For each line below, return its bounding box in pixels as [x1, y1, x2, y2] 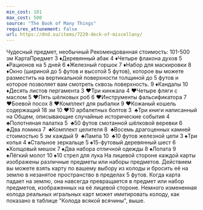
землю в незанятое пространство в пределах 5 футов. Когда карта [6, 171, 181, 178]
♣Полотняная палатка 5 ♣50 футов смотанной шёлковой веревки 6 [6, 119, 183, 127]
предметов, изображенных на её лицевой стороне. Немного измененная [6, 184, 198, 192]
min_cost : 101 [6, 9, 43, 15]
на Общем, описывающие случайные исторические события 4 [6, 113, 170, 121]
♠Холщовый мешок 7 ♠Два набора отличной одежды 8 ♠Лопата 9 [6, 145, 176, 153]
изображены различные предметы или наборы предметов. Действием [6, 158, 192, 166]
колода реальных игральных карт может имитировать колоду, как [6, 191, 180, 198]
